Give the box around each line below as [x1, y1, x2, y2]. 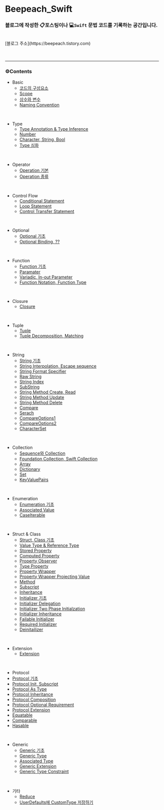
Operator [12, 162, 31, 167]
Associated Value [19, 507, 55, 512]
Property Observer [19, 558, 58, 564]
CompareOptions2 [19, 420, 57, 426]
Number [19, 131, 36, 137]
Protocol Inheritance [12, 691, 53, 697]
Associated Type [19, 758, 54, 764]
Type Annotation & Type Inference [19, 126, 89, 132]
